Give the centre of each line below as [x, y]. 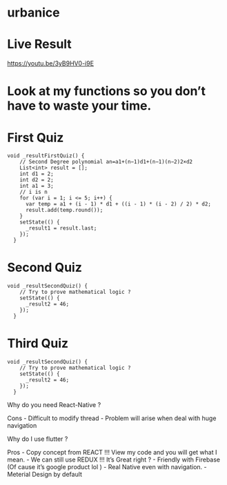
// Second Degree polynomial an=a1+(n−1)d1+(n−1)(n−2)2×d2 [106, 162]
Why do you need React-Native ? [54, 405]
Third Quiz [38, 344]
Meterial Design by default [45, 475]
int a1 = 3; [37, 186]
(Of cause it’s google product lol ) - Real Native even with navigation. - [107, 467]
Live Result [40, 44]
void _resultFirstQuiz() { [46, 156]
